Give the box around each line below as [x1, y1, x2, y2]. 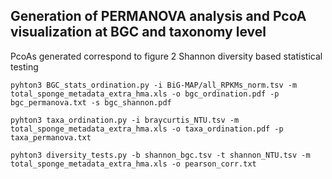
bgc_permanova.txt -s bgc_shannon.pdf [10, 97, 172, 108]
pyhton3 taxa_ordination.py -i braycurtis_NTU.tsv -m [10, 115, 240, 125]
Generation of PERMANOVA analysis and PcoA [10, 8, 307, 25]
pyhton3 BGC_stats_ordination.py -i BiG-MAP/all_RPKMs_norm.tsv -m [10, 80, 298, 90]
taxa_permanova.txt [10, 132, 92, 143]
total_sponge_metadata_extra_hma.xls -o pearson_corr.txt [10, 159, 257, 169]
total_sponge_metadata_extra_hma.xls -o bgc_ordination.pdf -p [10, 89, 280, 99]
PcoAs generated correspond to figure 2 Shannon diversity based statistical [10, 50, 323, 62]
